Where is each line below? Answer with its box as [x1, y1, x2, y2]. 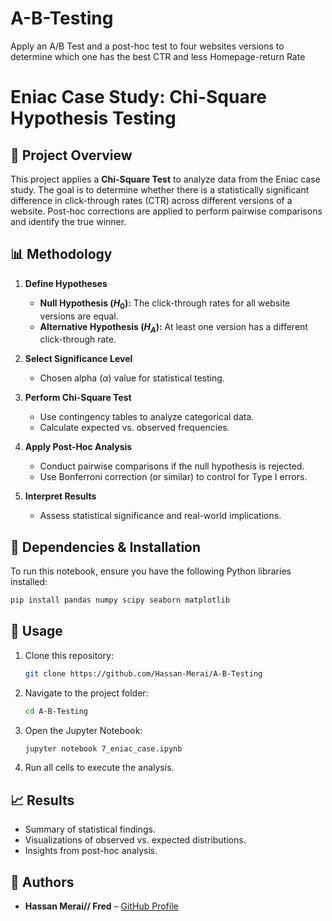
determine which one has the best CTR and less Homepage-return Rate [10, 50, 306, 62]
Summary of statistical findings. [24, 823, 156, 836]
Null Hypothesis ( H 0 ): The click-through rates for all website [39, 297, 291, 311]
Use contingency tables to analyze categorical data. [39, 411, 255, 423]
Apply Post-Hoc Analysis [24, 441, 133, 453]
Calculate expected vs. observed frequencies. [39, 422, 230, 434]
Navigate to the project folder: [24, 687, 149, 699]
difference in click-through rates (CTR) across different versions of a [10, 194, 293, 206]
